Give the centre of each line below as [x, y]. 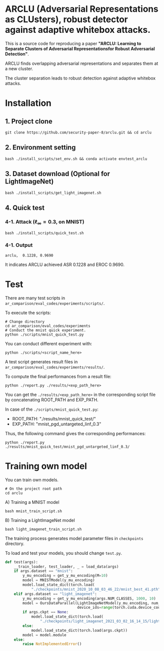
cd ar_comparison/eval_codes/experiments [48, 326]
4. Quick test [25, 208]
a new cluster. [19, 68]
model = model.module [45, 635]
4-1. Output [19, 245]
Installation [28, 103]
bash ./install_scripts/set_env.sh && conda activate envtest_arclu [76, 159]
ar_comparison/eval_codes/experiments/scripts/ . [55, 303]
